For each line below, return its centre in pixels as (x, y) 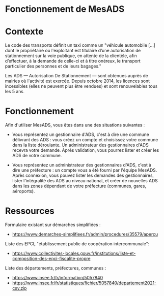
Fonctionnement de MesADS (65, 9)
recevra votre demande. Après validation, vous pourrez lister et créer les (85, 150)
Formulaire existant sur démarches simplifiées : (53, 225)
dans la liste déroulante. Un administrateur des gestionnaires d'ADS (80, 145)
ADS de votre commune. (37, 156)
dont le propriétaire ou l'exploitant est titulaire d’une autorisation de (73, 51)
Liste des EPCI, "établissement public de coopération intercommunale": (77, 244)
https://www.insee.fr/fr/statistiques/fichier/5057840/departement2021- (84, 283)
